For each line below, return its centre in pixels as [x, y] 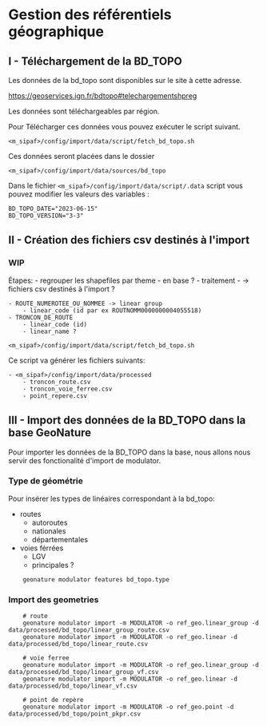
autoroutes [50, 522]
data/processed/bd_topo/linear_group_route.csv [89, 630]
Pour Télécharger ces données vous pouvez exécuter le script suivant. [125, 127]
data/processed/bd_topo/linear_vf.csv [73, 686]
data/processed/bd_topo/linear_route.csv [78, 645]
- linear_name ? [50, 331]
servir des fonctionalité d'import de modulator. [85, 460]
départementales [60, 539]
